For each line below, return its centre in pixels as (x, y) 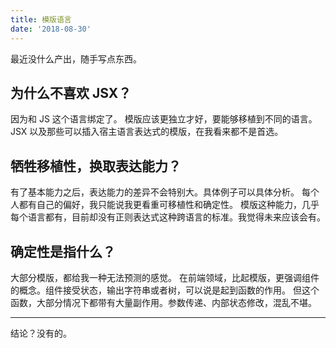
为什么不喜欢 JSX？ (71, 92)
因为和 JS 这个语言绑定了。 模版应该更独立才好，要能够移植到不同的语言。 (164, 119)
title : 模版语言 (41, 19)
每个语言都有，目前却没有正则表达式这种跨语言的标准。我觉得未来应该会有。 (168, 217)
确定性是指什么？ (63, 251)
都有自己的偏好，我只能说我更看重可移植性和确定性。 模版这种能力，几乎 (169, 205)
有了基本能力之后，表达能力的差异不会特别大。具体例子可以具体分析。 (155, 192)
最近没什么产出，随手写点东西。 (76, 58)
